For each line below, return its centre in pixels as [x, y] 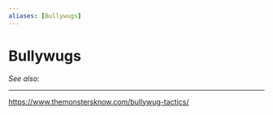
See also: [24, 79]
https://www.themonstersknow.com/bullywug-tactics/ [99, 101]
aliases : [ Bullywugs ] [45, 16]
